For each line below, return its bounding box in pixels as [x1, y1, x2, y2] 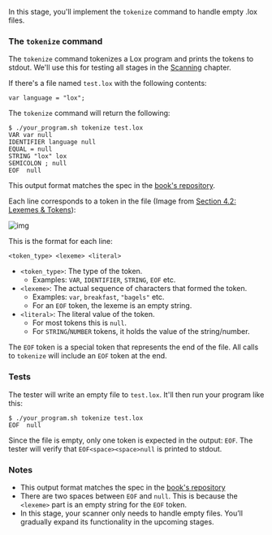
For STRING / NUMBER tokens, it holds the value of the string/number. [32, 327, 250, 336]
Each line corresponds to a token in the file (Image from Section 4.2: [8, 196, 237, 206]
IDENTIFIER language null [8, 138, 96, 147]
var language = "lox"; [8, 94, 85, 102]
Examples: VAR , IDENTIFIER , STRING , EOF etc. [32, 275, 176, 285]
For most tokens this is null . [32, 318, 127, 327]
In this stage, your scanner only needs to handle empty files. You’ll [19, 508, 244, 518]
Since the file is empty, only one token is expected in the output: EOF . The [8, 435, 253, 445]
